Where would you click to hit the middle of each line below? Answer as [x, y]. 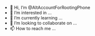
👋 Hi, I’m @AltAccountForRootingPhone [50, 8]
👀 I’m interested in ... [31, 13]
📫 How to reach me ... [33, 28]
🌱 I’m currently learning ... [36, 18]
